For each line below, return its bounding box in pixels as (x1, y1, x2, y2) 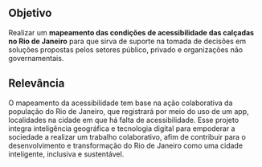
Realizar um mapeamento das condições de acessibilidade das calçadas (8, 27, 255, 37)
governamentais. (8, 53, 64, 63)
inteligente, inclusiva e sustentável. (8, 149, 125, 159)
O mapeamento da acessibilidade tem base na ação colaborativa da (8, 98, 233, 108)
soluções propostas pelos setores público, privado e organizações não (8, 44, 244, 55)
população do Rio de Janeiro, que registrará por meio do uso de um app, (8, 106, 249, 116)
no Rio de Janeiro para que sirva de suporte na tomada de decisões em (8, 36, 247, 46)
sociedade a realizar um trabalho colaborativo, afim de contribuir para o (8, 132, 247, 141)
